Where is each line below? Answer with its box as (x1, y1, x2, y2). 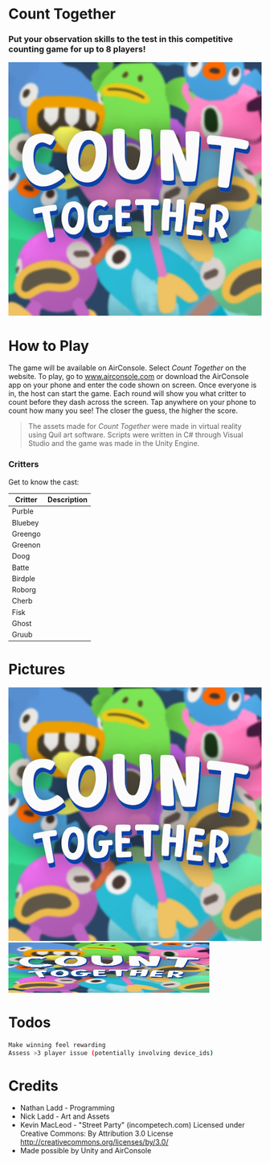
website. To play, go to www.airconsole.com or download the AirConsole (8, 372, 249, 381)
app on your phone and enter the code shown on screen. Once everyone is (8, 380, 257, 390)
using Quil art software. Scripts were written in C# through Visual (27, 430, 243, 439)
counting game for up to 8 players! (8, 43, 146, 55)
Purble (11, 506, 34, 516)
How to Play (8, 336, 90, 355)
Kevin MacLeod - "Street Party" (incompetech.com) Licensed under (19, 1120, 245, 1130)
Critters (8, 459, 39, 470)
